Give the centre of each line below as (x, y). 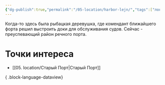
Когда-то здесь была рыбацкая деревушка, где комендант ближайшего (81, 24)
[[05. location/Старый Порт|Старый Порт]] (56, 67)
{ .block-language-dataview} (34, 77)
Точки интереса (39, 54)
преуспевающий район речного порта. (46, 34)
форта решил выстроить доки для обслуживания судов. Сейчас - (74, 29)
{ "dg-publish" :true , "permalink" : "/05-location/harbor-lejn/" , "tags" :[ (79, 10)
